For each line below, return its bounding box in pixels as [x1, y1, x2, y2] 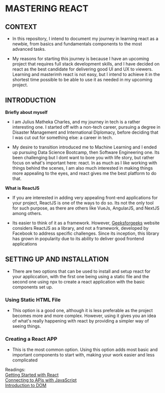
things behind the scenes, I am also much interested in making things [12, 165, 153, 171]
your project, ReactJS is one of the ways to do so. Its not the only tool [12, 200, 154, 206]
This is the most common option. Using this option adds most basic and [12, 347, 158, 353]
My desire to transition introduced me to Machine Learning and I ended [12, 144, 157, 150]
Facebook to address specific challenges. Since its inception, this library [12, 230, 160, 236]
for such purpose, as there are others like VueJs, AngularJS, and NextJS [12, 205, 160, 211]
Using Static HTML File [5, 296, 61, 303]
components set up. [12, 284, 53, 290]
